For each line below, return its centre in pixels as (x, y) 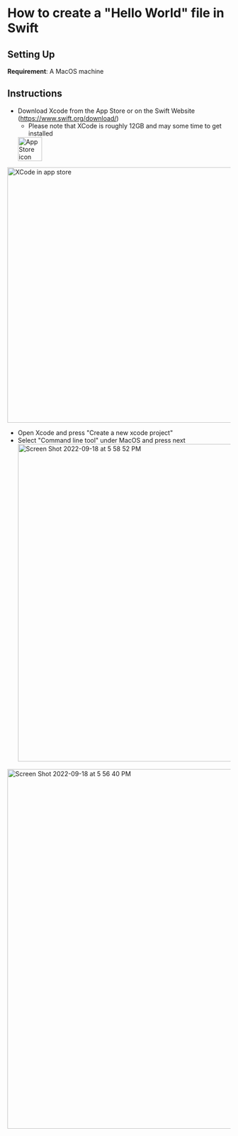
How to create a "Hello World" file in (116, 13)
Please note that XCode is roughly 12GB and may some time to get (125, 126)
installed (40, 133)
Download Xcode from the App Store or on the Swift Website (106, 111)
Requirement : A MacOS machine (56, 71)
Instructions (35, 94)
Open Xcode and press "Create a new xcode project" (95, 432)
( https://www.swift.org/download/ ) (68, 118)
